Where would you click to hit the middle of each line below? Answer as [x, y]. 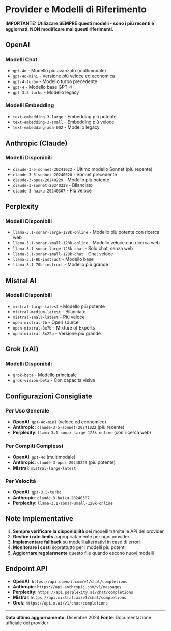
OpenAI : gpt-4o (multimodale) [44, 457]
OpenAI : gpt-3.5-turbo [37, 492]
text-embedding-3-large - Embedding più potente [64, 116]
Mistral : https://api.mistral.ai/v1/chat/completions [69, 597]
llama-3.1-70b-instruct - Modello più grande [60, 265]
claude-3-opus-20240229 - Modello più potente [61, 180]
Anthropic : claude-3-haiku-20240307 [51, 497]
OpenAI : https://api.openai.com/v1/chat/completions [70, 581]
